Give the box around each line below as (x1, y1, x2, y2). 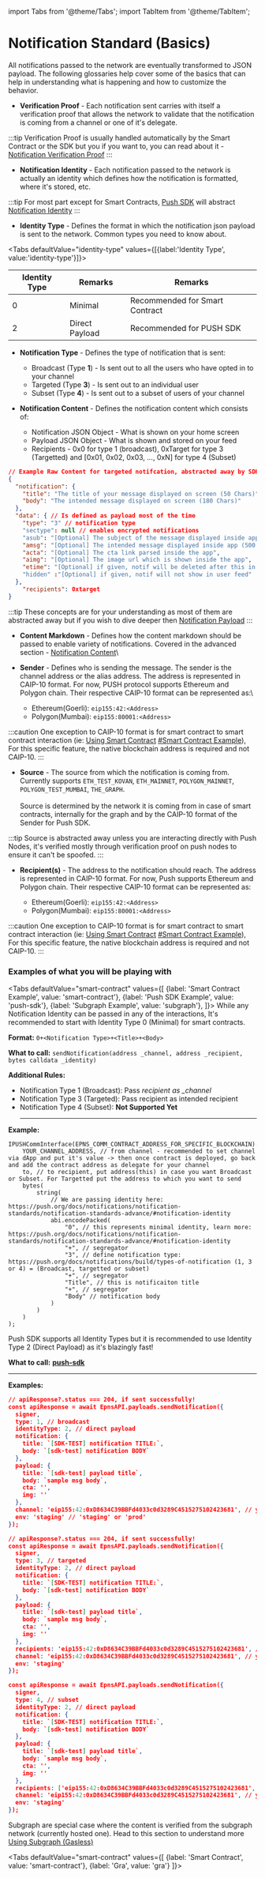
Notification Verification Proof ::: (8, 149, 113, 159)
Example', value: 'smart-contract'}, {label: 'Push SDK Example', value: (8, 992, 234, 1002)
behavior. (8, 85, 39, 95)
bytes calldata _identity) (8, 1056, 97, 1064)
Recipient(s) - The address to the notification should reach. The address (19, 865, 256, 875)
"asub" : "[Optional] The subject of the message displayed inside (22, 533, 245, 542)
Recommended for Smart (129, 295, 223, 306)
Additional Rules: (8, 1070, 65, 1079)
